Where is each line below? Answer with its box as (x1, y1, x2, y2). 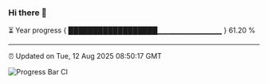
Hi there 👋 (8, 7, 48, 18)
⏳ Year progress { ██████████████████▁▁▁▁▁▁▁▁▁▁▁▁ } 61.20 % (8, 25, 256, 35)
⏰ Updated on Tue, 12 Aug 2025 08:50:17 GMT (8, 52, 162, 61)
